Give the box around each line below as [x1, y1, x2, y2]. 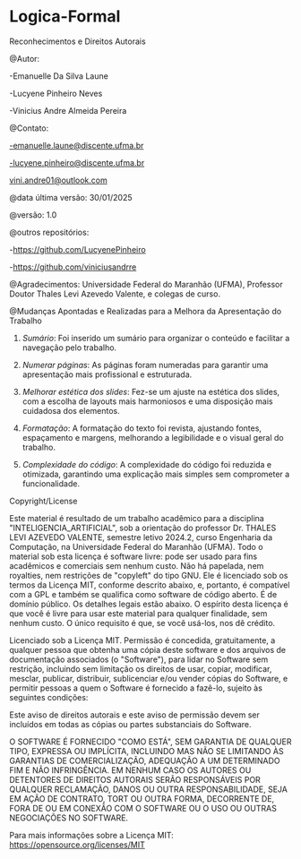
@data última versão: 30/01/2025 [9, 192, 133, 202]
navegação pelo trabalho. [21, 342, 117, 353]
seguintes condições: [9, 691, 89, 702]
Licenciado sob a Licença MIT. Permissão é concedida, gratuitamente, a [9, 634, 276, 646]
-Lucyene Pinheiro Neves [9, 88, 103, 99]
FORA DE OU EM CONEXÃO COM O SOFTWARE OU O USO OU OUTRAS [9, 803, 278, 813]
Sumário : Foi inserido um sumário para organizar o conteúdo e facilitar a [21, 332, 290, 343]
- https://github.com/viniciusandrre [9, 262, 137, 272]
